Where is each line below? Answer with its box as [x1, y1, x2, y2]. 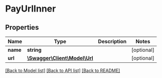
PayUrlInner [5, 3, 56, 15]
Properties [5, 23, 39, 32]
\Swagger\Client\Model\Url [27, 55, 94, 61]
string [27, 46, 42, 53]
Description [98, 38, 127, 45]
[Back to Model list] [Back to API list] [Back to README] [5, 67, 120, 73]
